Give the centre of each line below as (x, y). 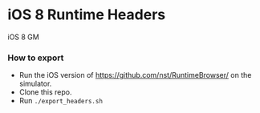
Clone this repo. (45, 92)
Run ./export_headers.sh (61, 101)
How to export (36, 58)
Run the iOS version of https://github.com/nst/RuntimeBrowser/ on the (135, 75)
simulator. (35, 84)
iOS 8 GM (23, 37)
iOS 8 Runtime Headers (87, 15)
